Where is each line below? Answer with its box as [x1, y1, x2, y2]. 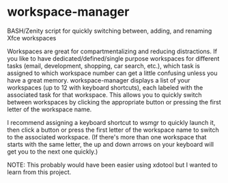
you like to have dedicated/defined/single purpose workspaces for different [7, 54, 220, 62]
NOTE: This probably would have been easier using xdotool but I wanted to [7, 160, 218, 169]
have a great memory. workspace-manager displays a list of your [7, 76, 190, 84]
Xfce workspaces [7, 33, 57, 42]
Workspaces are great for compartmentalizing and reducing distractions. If [7, 47, 217, 55]
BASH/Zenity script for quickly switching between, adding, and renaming [7, 27, 212, 35]
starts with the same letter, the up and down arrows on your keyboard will [7, 140, 214, 148]
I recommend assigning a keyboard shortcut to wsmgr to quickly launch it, [7, 118, 216, 126]
